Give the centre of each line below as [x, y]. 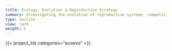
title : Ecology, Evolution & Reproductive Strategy [61, 10]
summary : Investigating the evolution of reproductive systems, [75, 15]
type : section [20, 19]
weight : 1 [16, 29]
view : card [17, 24]
